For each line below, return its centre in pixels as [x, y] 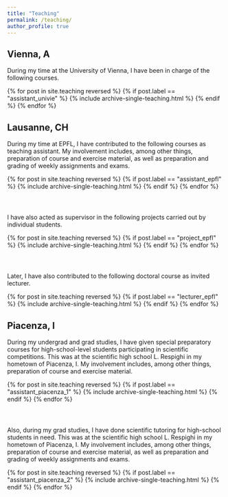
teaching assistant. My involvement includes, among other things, [100, 151]
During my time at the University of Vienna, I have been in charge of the [109, 71]
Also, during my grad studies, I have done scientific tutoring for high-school [114, 430]
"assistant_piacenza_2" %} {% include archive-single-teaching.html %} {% [113, 480]
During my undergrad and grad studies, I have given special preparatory [109, 342]
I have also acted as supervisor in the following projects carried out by [106, 218]
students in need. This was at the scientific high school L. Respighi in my [110, 437]
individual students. [35, 224]
